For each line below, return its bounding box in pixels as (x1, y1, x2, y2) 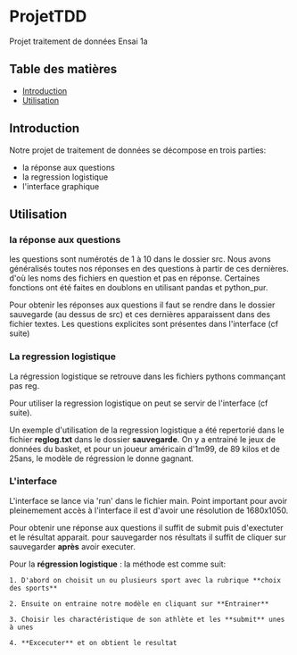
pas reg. (9, 380, 40, 390)
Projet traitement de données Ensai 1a (9, 36, 149, 46)
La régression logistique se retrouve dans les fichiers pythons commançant (9, 371, 286, 382)
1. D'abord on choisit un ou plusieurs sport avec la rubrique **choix (9, 575, 281, 584)
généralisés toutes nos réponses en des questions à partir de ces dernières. (9, 264, 289, 274)
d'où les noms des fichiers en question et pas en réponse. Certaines (9, 273, 260, 283)
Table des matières (9, 62, 118, 77)
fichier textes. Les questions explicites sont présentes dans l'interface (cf (9, 319, 279, 330)
